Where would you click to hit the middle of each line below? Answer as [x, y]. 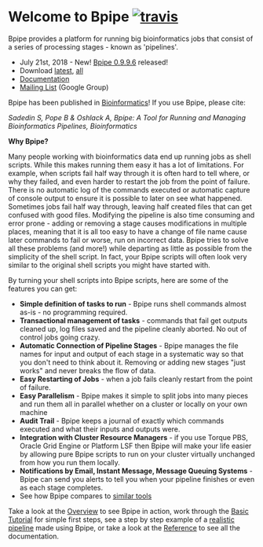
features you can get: [43, 288]
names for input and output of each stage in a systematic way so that [131, 354]
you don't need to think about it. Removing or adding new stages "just [132, 362]
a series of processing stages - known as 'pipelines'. [93, 46]
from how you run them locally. [69, 462]
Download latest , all [51, 70]
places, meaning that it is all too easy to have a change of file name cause [128, 231]
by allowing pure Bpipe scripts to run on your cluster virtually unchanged [137, 454]
